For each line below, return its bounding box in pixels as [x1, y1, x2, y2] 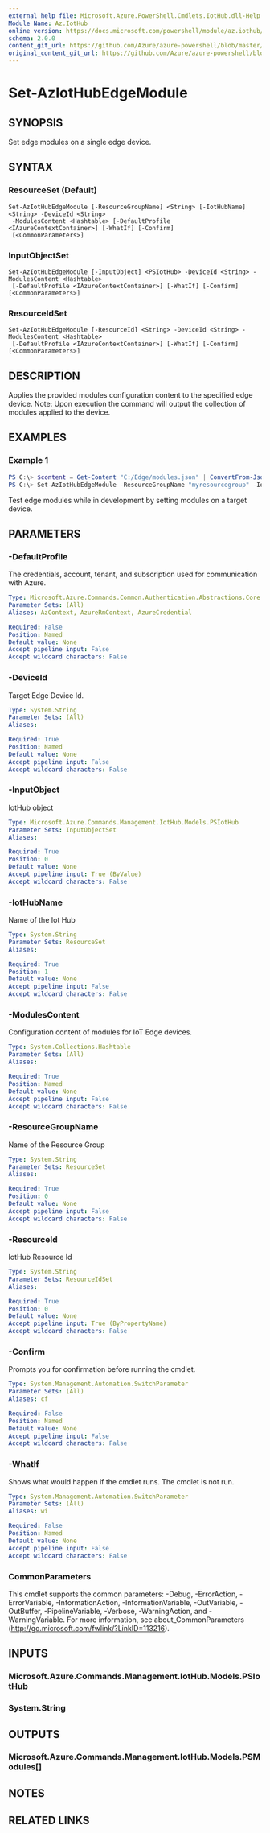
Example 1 [8, 455, 49, 466]
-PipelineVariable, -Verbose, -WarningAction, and [43, 1606, 207, 1616]
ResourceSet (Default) [8, 184, 98, 196]
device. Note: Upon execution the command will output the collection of [8, 399, 247, 409]
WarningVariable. [8, 1615, 66, 1625]
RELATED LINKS [8, 1814, 90, 1827]
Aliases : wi [8, 1507, 48, 1516]
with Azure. [8, 578, 47, 588]
